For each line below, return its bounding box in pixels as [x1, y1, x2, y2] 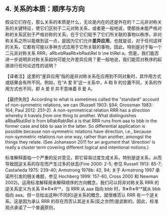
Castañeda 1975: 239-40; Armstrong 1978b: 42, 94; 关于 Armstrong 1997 [5, 167, 155, 173]
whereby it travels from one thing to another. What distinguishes [5, 112, 137, 118]
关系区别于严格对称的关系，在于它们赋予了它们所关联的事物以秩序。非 [13, 31, 158, 37]
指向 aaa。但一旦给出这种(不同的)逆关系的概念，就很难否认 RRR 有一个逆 [5, 192, 154, 198]
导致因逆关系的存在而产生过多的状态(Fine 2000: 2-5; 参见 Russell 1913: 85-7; [5, 161, 162, 167]
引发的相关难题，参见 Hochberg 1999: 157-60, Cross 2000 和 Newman [13, 173, 159, 179]
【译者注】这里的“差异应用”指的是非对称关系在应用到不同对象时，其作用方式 [5, 73, 162, 79]
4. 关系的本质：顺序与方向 [5, 4, 85, 13]
